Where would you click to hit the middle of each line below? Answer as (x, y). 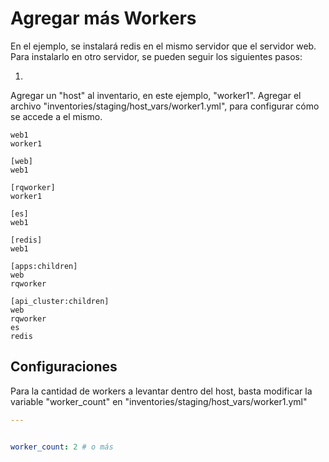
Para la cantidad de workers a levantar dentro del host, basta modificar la (161, 391)
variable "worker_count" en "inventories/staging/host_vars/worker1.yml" (159, 401)
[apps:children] (44, 266)
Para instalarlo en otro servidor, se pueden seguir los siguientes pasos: (156, 56)
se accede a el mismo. (56, 116)
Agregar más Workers (103, 18)
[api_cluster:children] (60, 301)
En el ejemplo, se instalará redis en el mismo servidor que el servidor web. (163, 46)
